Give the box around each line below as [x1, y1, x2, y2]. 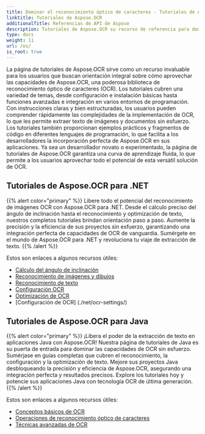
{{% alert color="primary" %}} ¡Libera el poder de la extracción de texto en [6, 333, 195, 340]
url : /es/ [6, 43, 32, 50]
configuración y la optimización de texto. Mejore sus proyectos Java [6, 358, 178, 366]
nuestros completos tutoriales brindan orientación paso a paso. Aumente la [6, 216, 195, 224]
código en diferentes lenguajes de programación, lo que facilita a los [6, 130, 179, 138]
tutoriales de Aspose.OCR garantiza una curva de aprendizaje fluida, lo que [6, 150, 195, 157]
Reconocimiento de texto [15, 279, 78, 286]
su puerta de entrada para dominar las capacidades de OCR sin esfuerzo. [6, 345, 192, 353]
